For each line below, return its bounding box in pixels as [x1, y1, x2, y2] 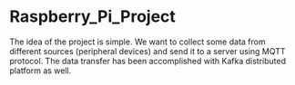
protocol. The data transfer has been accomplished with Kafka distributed [9, 55, 287, 66]
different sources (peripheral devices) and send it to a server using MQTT [9, 45, 286, 56]
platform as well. [9, 65, 72, 76]
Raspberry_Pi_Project [9, 6, 176, 27]
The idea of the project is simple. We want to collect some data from [9, 36, 266, 47]
